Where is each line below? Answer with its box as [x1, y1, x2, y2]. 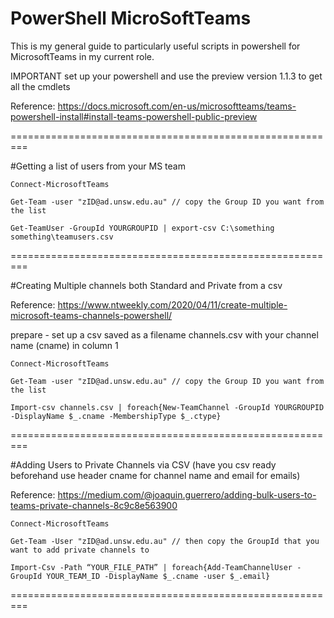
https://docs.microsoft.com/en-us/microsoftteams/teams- [57, 100, 297, 112]
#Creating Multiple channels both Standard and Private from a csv [10, 279, 283, 291]
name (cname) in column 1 [10, 339, 119, 351]
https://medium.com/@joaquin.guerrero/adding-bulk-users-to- [57, 488, 317, 501]
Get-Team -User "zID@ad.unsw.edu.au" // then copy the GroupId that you [10, 536, 320, 546]
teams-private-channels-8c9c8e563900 [10, 499, 178, 511]
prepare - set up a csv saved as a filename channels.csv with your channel [10, 328, 319, 341]
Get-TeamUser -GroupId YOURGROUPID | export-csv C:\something [10, 223, 275, 233]
